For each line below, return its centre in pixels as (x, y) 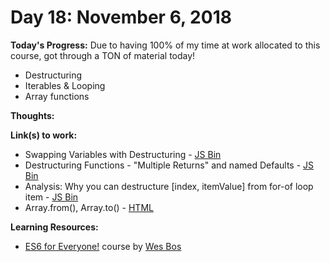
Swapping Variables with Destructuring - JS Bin (123, 154)
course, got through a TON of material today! (103, 55)
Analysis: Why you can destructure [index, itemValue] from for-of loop (169, 186)
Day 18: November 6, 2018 (121, 17)
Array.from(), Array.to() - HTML (89, 207)
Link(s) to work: (44, 135)
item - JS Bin (51, 197)
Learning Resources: (54, 227)
